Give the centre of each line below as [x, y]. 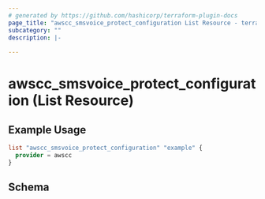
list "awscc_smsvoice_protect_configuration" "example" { [105, 148]
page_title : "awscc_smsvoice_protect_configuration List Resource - [123, 23]
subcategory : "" [35, 30]
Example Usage [47, 130]
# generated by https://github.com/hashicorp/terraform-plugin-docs [123, 15]
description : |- [35, 38]
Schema [29, 188]
